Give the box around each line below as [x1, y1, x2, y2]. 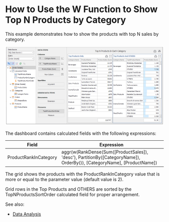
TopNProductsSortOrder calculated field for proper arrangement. [5, 191, 140, 197]
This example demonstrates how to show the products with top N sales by [5, 31, 159, 37]
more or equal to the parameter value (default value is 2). [5, 176, 124, 182]
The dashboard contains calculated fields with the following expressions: [5, 130, 157, 137]
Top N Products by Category [5, 14, 126, 26]
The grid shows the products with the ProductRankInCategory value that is [5, 171, 160, 177]
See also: [5, 201, 25, 207]
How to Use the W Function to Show [5, 4, 158, 15]
